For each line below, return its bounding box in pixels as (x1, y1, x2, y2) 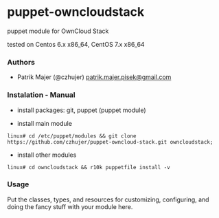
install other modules (16, 151, 77, 159)
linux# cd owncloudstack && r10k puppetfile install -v (7, 164, 170, 171)
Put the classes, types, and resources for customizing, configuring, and (7, 195, 209, 204)
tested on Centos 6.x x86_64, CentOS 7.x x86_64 (7, 40, 146, 48)
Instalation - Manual (7, 90, 76, 100)
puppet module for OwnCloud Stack (7, 27, 109, 35)
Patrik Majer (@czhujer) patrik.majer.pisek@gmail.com (16, 73, 172, 81)
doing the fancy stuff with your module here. (7, 202, 133, 210)
